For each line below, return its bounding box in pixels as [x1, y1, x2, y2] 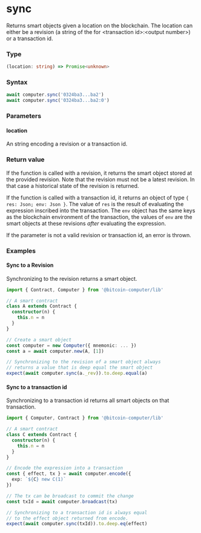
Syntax [6, 78, 28, 87]
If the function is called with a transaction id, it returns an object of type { [6, 193, 189, 201]
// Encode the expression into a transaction [6, 465, 123, 471]
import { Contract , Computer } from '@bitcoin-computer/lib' [6, 287, 164, 293]
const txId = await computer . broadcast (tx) [6, 498, 118, 505]
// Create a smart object [6, 337, 71, 343]
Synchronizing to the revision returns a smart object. [6, 275, 137, 282]
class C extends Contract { [6, 432, 77, 438]
